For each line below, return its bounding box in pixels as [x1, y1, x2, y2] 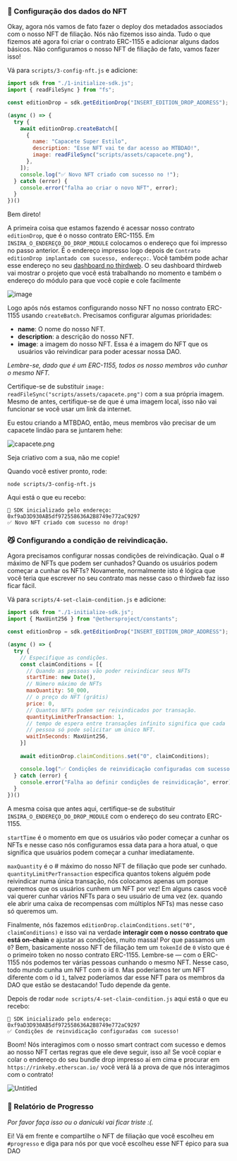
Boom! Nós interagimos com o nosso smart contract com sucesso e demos [7, 1040, 226, 1049]
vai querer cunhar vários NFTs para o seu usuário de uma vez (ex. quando [7, 892, 223, 900]
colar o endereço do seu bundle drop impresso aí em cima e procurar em [7, 1056, 220, 1064]
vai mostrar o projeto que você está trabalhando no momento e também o [7, 269, 222, 278]
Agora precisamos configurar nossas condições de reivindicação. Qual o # [7, 551, 225, 560]
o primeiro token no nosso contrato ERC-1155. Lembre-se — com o [7, 950, 202, 960]
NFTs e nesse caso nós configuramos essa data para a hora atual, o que [7, 841, 218, 849]
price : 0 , [25, 700, 55, 707]
